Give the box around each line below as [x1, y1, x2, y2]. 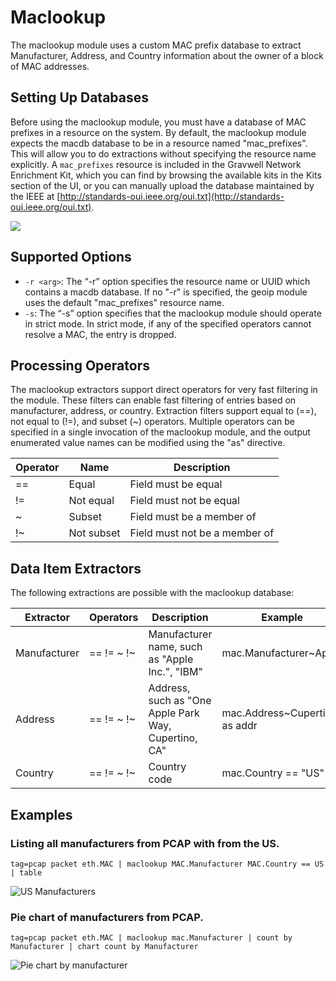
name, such [148, 640, 203, 654]
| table [10, 867, 43, 878]
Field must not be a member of [129, 526, 275, 540]
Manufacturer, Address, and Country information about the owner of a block [10, 49, 324, 61]
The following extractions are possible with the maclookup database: [10, 587, 295, 599]
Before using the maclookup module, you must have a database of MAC [10, 116, 307, 128]
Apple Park [148, 706, 200, 720]
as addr [221, 719, 258, 733]
